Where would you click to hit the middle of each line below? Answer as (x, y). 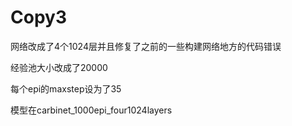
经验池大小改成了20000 (59, 67)
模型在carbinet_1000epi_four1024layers (91, 110)
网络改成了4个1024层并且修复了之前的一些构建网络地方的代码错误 (146, 46)
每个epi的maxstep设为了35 (66, 88)
